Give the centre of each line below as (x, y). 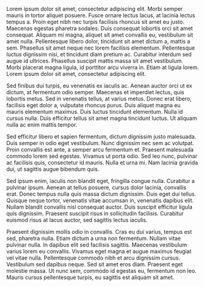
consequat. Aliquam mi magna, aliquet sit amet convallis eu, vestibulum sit (100, 35)
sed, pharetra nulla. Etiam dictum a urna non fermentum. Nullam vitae (94, 238)
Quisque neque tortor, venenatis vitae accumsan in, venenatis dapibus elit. (100, 200)
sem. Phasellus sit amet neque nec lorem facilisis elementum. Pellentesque (101, 48)
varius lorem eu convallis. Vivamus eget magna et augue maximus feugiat (99, 251)
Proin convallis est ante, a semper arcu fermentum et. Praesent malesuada (100, 150)
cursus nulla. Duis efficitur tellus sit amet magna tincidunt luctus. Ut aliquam (102, 118)
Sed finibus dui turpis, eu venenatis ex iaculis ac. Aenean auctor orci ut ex (99, 86)
